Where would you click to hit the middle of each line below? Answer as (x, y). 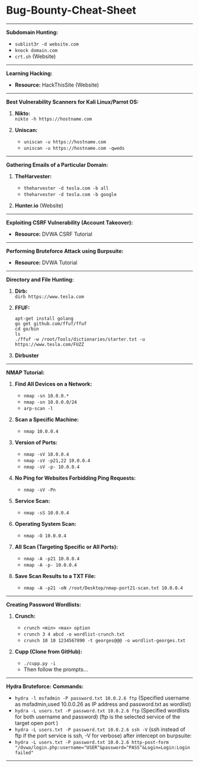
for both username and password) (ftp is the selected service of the (97, 717)
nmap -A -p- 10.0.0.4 (50, 565)
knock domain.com (36, 50)
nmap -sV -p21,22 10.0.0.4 (57, 460)
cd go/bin (27, 329)
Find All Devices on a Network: (53, 384)
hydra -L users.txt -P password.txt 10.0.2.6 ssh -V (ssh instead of (100, 729)
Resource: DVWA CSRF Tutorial (54, 234)
